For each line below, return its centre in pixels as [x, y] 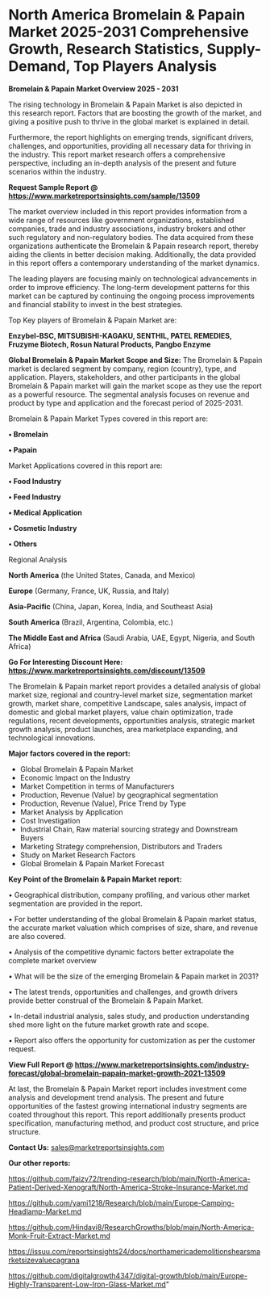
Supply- [234, 49]
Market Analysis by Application [71, 812]
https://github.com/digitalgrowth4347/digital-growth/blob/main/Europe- [128, 1275]
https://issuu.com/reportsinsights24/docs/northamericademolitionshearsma [134, 1251]
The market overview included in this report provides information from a [128, 211]
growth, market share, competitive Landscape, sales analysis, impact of [128, 703]
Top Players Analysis [145, 67]
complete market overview [52, 960]
